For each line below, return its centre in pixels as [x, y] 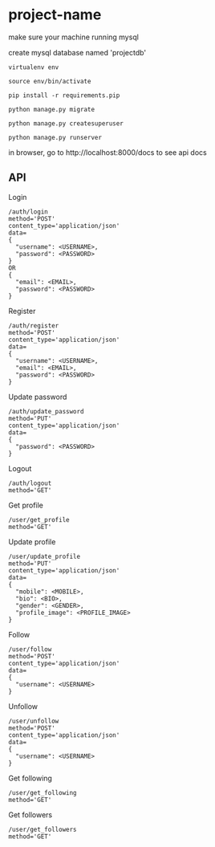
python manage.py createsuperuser [66, 123]
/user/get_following [43, 792]
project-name [55, 15]
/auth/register [34, 326]
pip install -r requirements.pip [64, 95]
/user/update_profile [45, 556]
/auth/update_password [46, 411]
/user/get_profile [39, 519]
